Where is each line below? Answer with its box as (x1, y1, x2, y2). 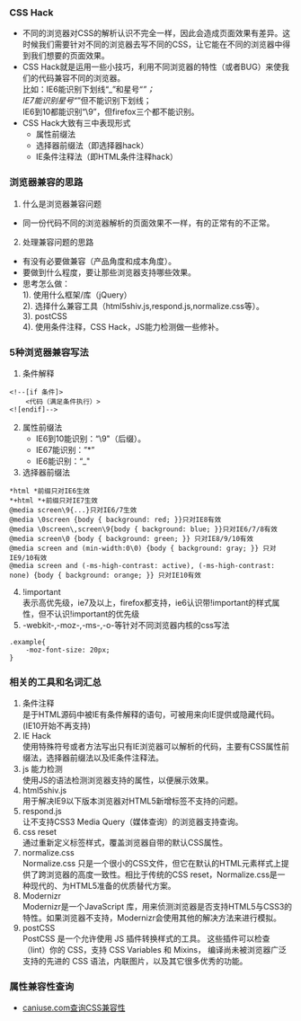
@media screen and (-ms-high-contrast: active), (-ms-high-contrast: (9, 561, 276, 570)
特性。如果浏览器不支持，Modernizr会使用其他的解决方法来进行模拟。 (22, 912, 281, 923)
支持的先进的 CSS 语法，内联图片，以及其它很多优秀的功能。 (22, 955, 248, 967)
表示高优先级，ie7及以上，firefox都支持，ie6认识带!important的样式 (22, 597, 272, 608)
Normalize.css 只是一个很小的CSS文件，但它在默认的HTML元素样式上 (22, 858, 281, 869)
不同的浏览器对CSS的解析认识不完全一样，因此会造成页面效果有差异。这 (22, 28, 290, 39)
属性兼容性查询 (9, 981, 75, 993)
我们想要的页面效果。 (30, 50, 110, 61)
